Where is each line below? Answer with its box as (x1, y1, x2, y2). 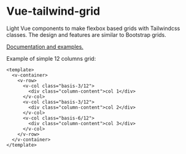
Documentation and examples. (6, 43, 84, 50)
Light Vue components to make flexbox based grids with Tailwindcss (6, 25, 180, 32)
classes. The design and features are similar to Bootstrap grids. (6, 31, 167, 38)
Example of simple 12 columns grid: (6, 55, 96, 62)
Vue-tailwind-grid (6, 4, 100, 18)
